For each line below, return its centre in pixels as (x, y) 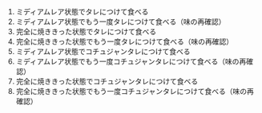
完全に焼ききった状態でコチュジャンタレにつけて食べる (107, 81)
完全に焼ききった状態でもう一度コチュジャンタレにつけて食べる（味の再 (135, 91)
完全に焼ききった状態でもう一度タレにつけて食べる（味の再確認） (125, 41)
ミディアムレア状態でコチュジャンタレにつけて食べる (103, 51)
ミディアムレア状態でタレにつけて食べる (82, 12)
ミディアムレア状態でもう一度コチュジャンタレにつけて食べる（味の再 (131, 61)
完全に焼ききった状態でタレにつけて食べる (86, 31)
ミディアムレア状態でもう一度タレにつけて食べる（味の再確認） (121, 21)
